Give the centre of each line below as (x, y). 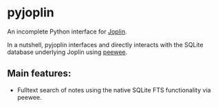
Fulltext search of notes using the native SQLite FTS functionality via (114, 90)
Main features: (39, 73)
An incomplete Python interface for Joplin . (67, 31)
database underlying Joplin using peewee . (67, 52)
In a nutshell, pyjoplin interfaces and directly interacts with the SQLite (105, 44)
